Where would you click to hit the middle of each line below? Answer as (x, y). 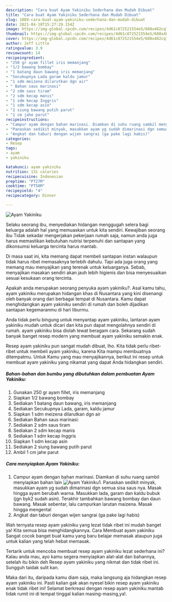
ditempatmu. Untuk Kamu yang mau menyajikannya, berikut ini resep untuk (85, 357)
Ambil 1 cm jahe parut (36, 452)
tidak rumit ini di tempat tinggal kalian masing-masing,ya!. (66, 594)
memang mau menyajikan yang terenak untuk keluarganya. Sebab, (76, 267)
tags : (11, 148)
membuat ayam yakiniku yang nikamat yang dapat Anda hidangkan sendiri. (85, 362)
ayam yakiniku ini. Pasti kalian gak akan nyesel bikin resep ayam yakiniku (83, 583)
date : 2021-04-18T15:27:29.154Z (40, 24)
